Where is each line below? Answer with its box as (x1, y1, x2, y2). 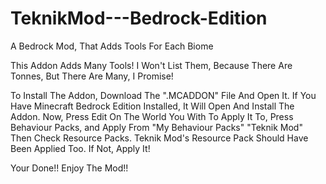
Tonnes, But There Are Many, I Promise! (10, 70, 174, 82)
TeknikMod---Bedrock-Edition (10, 7, 268, 30)
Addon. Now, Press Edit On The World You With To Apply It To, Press (10, 110, 294, 122)
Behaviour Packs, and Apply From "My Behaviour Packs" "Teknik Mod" (10, 121, 303, 133)
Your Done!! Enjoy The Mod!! (10, 162, 129, 174)
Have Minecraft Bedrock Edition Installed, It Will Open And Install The (10, 100, 295, 112)
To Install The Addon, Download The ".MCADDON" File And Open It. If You (10, 89, 317, 101)
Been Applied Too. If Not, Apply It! (10, 142, 151, 154)
